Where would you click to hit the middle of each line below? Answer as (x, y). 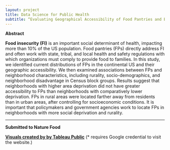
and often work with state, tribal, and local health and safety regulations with (85, 54)
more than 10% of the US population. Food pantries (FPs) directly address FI (85, 49)
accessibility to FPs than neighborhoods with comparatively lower (74, 92)
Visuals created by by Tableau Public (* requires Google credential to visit (83, 137)
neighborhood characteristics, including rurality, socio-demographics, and (83, 76)
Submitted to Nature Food (33, 127)
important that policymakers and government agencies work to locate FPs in (85, 107)
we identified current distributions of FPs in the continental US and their (80, 65)
